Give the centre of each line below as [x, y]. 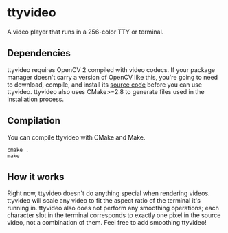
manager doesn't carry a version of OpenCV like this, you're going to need [113, 77]
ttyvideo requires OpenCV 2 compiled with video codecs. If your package [111, 69]
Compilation [34, 121]
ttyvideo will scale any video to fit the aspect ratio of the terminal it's [104, 201]
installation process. [35, 99]
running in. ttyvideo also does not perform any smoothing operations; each [113, 208]
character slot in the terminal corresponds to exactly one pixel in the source [114, 215]
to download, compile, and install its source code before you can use [105, 85]
